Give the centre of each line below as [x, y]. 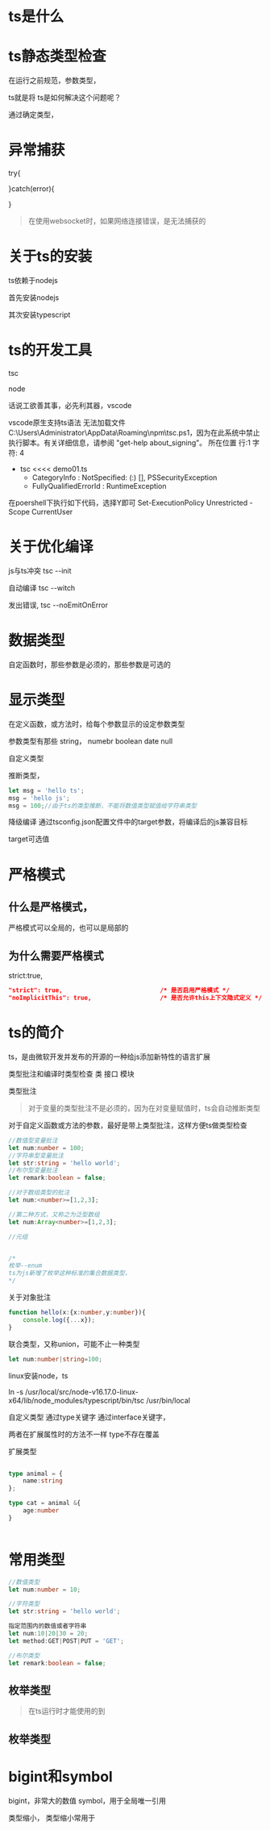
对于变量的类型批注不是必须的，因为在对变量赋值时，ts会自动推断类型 [144, 1108]
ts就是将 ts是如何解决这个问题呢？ [65, 98]
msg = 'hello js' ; [39, 798]
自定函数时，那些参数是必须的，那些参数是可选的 [89, 664]
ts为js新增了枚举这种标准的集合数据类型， [70, 1273]
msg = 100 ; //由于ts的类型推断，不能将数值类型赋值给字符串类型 [103, 806]
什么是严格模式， [51, 907]
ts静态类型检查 [57, 56]
